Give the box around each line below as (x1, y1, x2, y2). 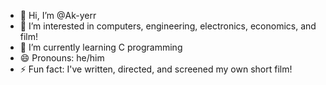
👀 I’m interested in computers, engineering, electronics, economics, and (19, 20, 317, 32)
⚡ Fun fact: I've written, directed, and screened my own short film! (19, 63, 293, 75)
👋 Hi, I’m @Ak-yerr (19, 10, 97, 21)
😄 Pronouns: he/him (19, 52, 105, 64)
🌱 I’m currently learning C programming (19, 41, 183, 53)
